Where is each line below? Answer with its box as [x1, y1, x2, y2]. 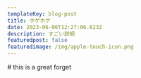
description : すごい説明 [7, 30, 75, 38]
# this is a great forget [7, 63, 72, 71]
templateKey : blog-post [7, 10, 78, 18]
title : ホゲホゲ [7, 17, 51, 24]
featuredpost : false [7, 37, 68, 44]
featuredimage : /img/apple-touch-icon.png [7, 43, 134, 50]
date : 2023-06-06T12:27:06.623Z [7, 23, 102, 30]
